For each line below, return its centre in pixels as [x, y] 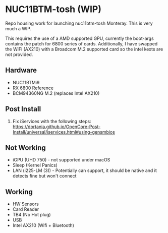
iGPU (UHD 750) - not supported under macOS [61, 160]
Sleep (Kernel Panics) [35, 165]
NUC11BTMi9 [26, 82]
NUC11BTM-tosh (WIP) [53, 9]
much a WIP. [18, 28]
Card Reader [26, 209]
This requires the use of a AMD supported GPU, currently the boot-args [79, 38]
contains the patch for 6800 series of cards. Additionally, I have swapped [81, 43]
